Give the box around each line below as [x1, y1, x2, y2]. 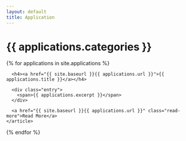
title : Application [6, 14, 55, 20]
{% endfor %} [6, 129, 41, 136]
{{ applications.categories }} [6, 40, 152, 54]
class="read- [148, 108, 181, 114]
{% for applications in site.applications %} [6, 60, 110, 67]
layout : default [6, 8, 47, 15]
